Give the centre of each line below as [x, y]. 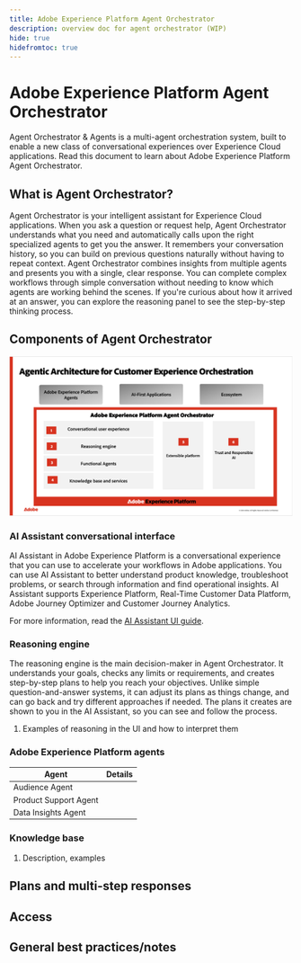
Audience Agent [43, 788]
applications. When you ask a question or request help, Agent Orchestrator [148, 225]
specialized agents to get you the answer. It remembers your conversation [147, 244]
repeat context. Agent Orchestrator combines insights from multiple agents [148, 263]
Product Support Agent [56, 799]
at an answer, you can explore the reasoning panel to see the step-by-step [147, 302]
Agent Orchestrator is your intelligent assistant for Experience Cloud [136, 215]
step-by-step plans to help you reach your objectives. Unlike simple [134, 682]
